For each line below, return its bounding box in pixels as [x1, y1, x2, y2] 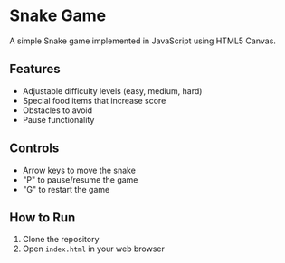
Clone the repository [22, 234, 100, 245]
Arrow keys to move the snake [22, 164, 136, 175]
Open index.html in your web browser [22, 243, 165, 254]
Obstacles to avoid [22, 105, 93, 116]
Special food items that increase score [22, 95, 166, 106]
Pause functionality [22, 114, 95, 125]
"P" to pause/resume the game [22, 174, 138, 185]
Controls [9, 141, 60, 156]
